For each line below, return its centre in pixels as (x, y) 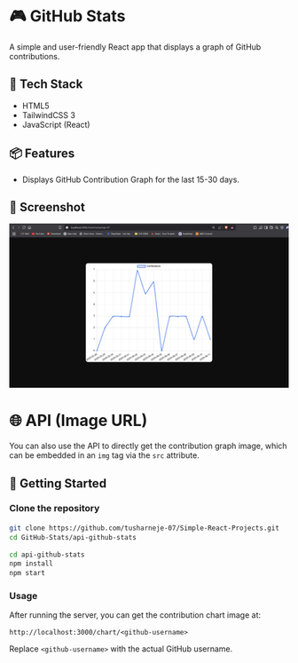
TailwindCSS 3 (48, 114)
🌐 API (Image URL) (78, 421)
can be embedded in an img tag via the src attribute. (104, 455)
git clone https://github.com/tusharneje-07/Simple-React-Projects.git (144, 528)
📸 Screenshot (47, 207)
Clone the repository (55, 509)
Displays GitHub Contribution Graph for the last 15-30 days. (130, 179)
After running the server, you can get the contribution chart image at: (135, 615)
